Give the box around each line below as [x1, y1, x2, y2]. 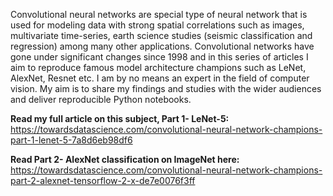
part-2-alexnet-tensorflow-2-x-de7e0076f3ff [10, 175, 196, 186]
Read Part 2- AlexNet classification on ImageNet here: [10, 154, 240, 165]
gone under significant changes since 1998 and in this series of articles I [10, 51, 309, 63]
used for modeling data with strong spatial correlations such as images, [10, 19, 305, 31]
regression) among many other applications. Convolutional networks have [10, 40, 315, 52]
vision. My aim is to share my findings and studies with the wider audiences [10, 83, 322, 94]
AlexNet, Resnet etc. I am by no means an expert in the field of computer [10, 72, 310, 84]
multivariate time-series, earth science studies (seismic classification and [10, 30, 313, 41]
